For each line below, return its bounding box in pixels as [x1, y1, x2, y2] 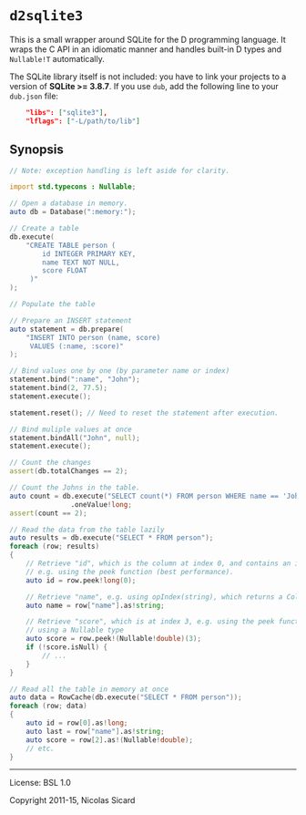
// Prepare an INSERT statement [9, 315, 132, 325]
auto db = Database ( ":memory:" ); [9, 208, 137, 217]
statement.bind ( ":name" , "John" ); [9, 375, 141, 385]
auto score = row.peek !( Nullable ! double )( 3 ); [25, 634, 202, 644]
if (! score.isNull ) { [25, 643, 107, 652]
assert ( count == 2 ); [9, 509, 88, 518]
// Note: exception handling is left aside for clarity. [9, 166, 230, 175]
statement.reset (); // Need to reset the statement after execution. [9, 408, 280, 418]
